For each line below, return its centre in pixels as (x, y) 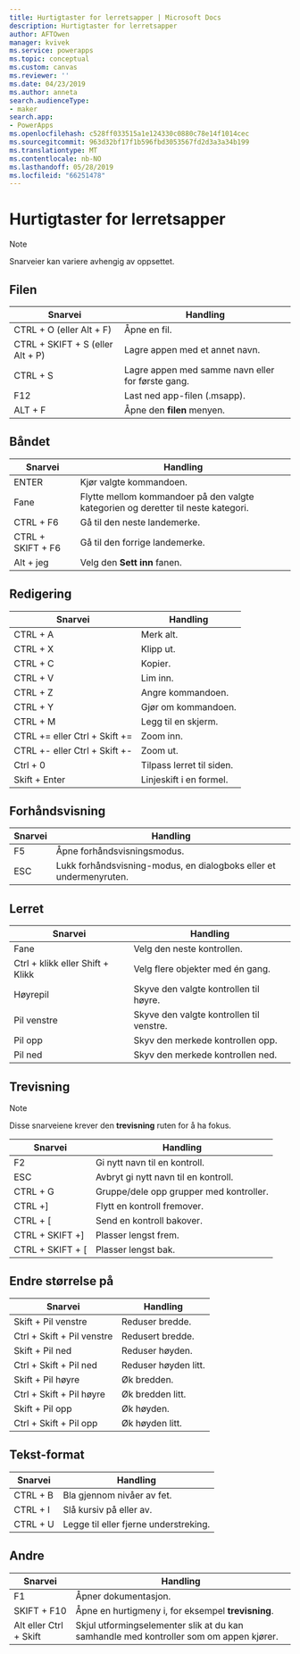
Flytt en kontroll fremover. (149, 1207)
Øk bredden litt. (154, 1394)
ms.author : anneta (43, 92)
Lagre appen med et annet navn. (192, 350)
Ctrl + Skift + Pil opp (56, 1423)
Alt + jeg (31, 562)
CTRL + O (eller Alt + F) (62, 330)
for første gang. (157, 381)
